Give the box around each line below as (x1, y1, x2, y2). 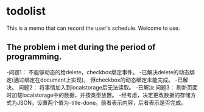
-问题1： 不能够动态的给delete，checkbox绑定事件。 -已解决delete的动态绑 (6, 68, 195, 75)
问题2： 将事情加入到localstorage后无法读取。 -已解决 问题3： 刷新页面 (18, 83, 198, 91)
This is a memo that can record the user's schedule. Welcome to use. (6, 24, 180, 32)
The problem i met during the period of (6, 42, 156, 52)
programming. (6, 52, 62, 62)
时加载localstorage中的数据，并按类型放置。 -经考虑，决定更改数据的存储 (6, 91, 191, 99)
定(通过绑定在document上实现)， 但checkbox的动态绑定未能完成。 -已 (6, 76, 183, 83)
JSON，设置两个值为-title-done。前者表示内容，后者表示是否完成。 (16, 99, 187, 106)
